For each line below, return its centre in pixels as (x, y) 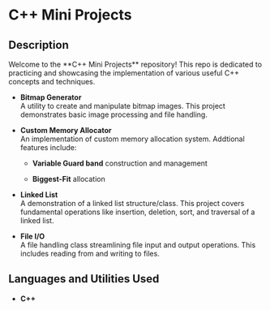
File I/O (32, 236)
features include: (48, 147)
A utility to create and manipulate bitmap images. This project (122, 106)
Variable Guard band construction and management (120, 163)
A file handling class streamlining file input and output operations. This (138, 245)
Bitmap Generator (51, 97)
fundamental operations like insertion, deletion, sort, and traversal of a (137, 212)
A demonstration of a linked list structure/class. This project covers (132, 203)
